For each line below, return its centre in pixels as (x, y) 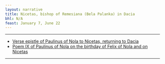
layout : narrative (24, 9)
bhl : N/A (14, 18)
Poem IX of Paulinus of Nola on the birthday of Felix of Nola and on (80, 47)
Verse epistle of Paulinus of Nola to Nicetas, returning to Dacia (75, 41)
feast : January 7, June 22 (33, 23)
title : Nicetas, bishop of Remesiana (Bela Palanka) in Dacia (70, 14)
